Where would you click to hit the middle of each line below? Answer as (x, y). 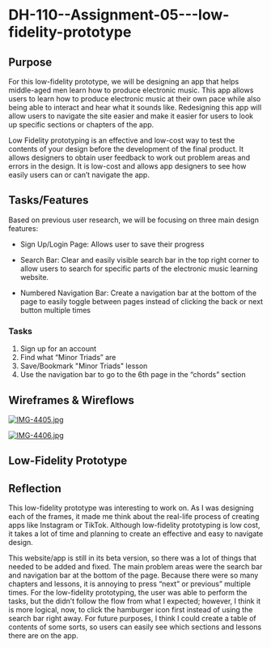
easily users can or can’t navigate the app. (79, 175)
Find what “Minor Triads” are (68, 358)
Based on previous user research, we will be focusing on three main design (133, 220)
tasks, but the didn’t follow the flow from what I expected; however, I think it (135, 601)
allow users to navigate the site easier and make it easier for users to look (131, 116)
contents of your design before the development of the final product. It (126, 149)
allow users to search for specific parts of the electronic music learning (139, 268)
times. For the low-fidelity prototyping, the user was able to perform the (128, 593)
